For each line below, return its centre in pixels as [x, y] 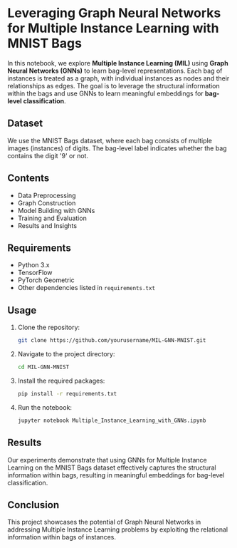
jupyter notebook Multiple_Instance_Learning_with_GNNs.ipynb [112, 420]
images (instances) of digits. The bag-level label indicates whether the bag [117, 148]
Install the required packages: [61, 381]
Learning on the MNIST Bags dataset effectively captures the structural [112, 467]
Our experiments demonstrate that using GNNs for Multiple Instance [107, 460]
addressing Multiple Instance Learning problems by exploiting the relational [118, 529]
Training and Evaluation [52, 218]
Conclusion [33, 505]
